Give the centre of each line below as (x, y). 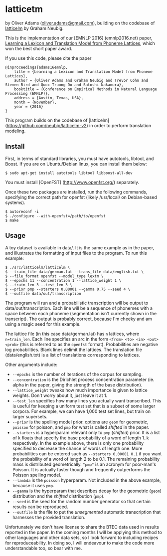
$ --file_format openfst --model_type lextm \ (54, 276)
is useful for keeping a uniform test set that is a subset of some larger (84, 406)
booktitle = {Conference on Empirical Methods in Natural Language (85, 89)
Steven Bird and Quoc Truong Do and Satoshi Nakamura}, (64, 85)
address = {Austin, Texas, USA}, (49, 98)
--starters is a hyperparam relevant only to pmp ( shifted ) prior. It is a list (86, 432)
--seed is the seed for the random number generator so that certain (82, 501)
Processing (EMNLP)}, (28, 93)
